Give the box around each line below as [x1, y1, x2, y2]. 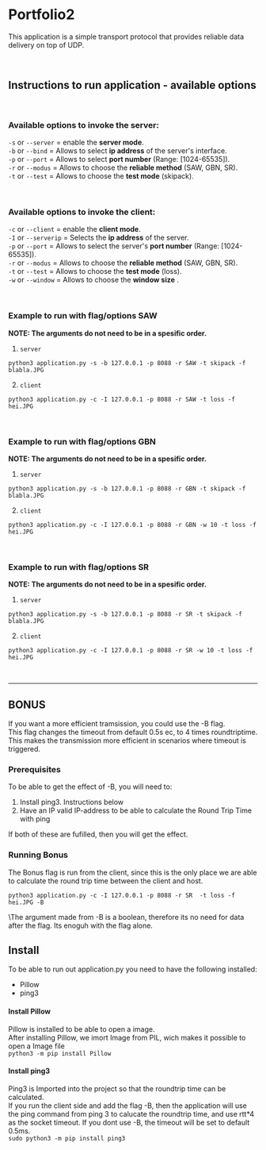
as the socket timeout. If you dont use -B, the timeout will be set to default [8, 1117, 250, 1127]
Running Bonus [8, 849, 69, 860]
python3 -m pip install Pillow [8, 1049, 112, 1057]
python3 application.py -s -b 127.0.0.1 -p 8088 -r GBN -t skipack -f [8, 484, 246, 493]
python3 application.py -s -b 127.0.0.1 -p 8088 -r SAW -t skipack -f [8, 359, 246, 367]
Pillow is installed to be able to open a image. [8, 1024, 155, 1033]
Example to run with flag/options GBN [8, 436, 156, 447]
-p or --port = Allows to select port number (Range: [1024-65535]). [8, 155, 230, 164]
